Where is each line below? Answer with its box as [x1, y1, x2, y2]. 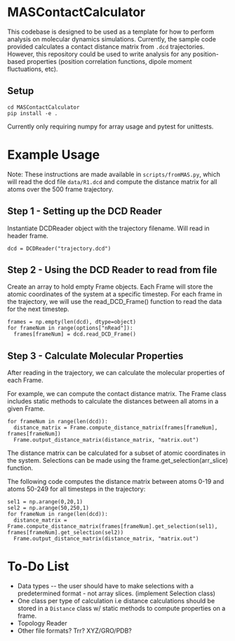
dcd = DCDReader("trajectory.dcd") [7, 245, 112, 252]
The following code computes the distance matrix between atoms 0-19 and [7, 477, 224, 486]
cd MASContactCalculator [7, 103, 80, 111]
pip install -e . [7, 110, 58, 117]
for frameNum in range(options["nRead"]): [7, 324, 133, 332]
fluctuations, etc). [7, 65, 58, 73]
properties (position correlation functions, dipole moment [27, 57, 192, 65]
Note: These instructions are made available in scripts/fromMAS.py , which [7, 170, 221, 178]
